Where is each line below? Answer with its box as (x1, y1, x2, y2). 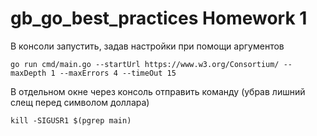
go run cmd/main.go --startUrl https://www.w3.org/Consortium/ (10, 59, 280, 69)
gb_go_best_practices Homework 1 (10, 7, 308, 30)
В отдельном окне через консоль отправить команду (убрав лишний (10, 85, 306, 97)
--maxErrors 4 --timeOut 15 (59, 68, 177, 78)
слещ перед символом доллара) (10, 96, 150, 108)
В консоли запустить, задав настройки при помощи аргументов (10, 40, 285, 52)
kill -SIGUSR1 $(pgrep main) (10, 115, 132, 126)
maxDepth (10, 68, 47, 78)
